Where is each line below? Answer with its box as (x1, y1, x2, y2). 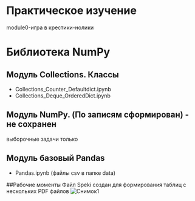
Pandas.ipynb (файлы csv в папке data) (15, 169, 116, 177)
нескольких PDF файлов (6, 187, 69, 195)
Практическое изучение (6, 4, 137, 18)
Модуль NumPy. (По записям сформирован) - (6, 110, 190, 120)
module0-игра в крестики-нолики (6, 24, 94, 31)
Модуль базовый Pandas (6, 153, 105, 163)
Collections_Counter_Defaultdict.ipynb (15, 85, 111, 93)
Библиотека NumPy (6, 45, 111, 59)
